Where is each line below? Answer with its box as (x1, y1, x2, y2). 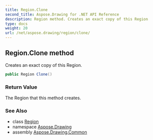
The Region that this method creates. (5, 95, 81, 101)
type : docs (5, 21, 28, 26)
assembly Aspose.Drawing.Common (12, 129, 87, 135)
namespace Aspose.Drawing (12, 124, 72, 130)
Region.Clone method (5, 49, 74, 57)
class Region (12, 119, 39, 125)
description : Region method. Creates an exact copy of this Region (5, 16, 149, 21)
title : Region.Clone (5, 7, 48, 12)
